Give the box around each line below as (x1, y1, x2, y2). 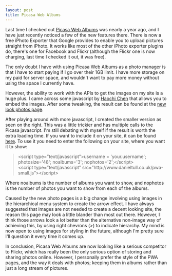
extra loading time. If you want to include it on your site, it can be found (5, 132, 156, 139)
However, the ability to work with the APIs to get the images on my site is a (5, 90, 163, 96)
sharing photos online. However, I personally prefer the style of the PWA (5, 254, 158, 260)
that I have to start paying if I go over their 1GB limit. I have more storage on (5, 69, 165, 75)
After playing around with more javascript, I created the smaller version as (5, 116, 162, 122)
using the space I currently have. (5, 80, 75, 86)
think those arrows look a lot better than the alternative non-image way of (5, 216, 161, 223)
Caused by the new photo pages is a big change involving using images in (5, 195, 162, 201)
